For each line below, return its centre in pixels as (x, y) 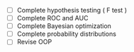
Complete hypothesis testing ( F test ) (72, 10)
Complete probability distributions (66, 34)
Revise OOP (34, 42)
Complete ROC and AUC (52, 18)
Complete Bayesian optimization (64, 26)
